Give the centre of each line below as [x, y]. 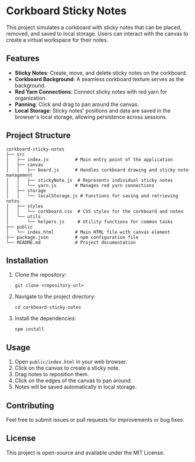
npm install [29, 329]
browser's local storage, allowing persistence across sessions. [91, 117]
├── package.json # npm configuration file [72, 237]
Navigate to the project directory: [55, 297]
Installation [27, 260]
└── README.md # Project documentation [71, 242]
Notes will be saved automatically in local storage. [76, 387]
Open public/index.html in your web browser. [71, 362]
